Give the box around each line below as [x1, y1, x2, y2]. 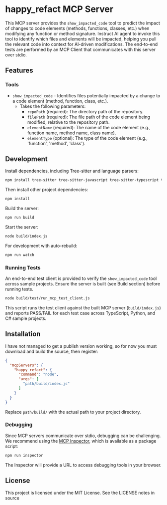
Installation [5, 330, 41, 338]
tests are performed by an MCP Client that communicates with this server [5, 46, 156, 52]
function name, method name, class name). [27, 130, 116, 136]
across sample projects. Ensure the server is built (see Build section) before [5, 281, 161, 287]
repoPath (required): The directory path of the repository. [27, 108, 144, 114]
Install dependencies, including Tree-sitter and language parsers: [5, 168, 139, 174]
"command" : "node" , [18, 372, 59, 377]
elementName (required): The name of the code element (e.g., [27, 124, 151, 130]
